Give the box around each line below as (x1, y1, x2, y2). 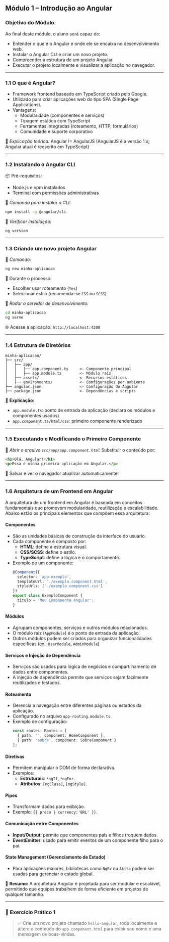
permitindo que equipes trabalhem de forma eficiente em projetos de (5, 886, 148, 892)
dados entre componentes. (12, 669, 69, 675)
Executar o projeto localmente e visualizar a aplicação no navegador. (12, 62, 155, 68)
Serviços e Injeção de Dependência (5, 652, 81, 658)
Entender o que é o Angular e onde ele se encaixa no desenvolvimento (12, 40, 159, 47)
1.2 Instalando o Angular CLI (5, 161, 75, 168)
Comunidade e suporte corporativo (20, 128, 93, 134)
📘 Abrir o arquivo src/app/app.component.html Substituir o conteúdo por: (5, 447, 156, 453)
